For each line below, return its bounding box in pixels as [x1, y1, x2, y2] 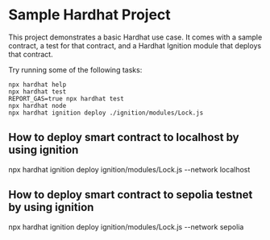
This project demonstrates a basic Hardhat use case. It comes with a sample [8, 32, 263, 42]
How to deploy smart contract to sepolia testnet [8, 188, 253, 202]
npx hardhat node [8, 101, 67, 110]
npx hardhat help [8, 81, 67, 89]
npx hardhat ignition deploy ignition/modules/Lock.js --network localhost [8, 164, 251, 174]
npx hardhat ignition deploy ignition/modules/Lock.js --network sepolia [8, 221, 244, 231]
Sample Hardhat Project [8, 6, 171, 24]
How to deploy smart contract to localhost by [8, 130, 239, 144]
